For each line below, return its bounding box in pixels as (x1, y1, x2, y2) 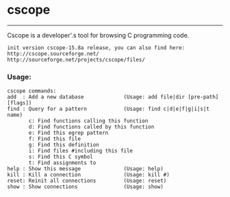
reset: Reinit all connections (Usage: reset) (7, 177, 167, 185)
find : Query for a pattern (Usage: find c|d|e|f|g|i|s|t (7, 105, 210, 113)
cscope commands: (7, 88, 57, 94)
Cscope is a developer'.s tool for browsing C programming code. (7, 31, 190, 39)
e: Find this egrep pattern (28, 129, 109, 137)
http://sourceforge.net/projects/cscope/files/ (7, 56, 146, 63)
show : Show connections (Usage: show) (7, 183, 164, 190)
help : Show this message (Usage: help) (7, 166, 164, 172)
